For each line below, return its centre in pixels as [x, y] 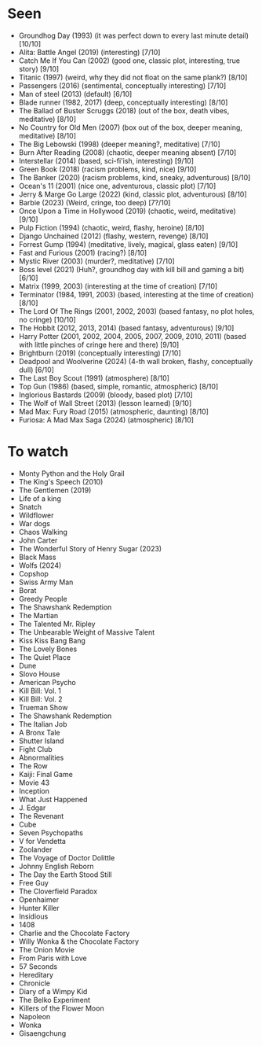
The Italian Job [43, 724]
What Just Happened [53, 799]
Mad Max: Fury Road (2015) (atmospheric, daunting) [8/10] [114, 411]
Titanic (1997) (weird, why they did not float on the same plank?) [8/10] [133, 77]
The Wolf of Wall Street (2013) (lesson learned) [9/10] [105, 403]
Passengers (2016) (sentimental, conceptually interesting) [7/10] [122, 85]
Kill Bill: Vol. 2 [41, 699]
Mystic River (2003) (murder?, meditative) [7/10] [97, 261]
